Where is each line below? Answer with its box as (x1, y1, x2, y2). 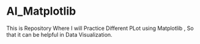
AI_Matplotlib (6, 4, 76, 18)
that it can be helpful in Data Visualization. (6, 31, 113, 38)
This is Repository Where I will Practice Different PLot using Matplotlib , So (6, 24, 194, 32)
